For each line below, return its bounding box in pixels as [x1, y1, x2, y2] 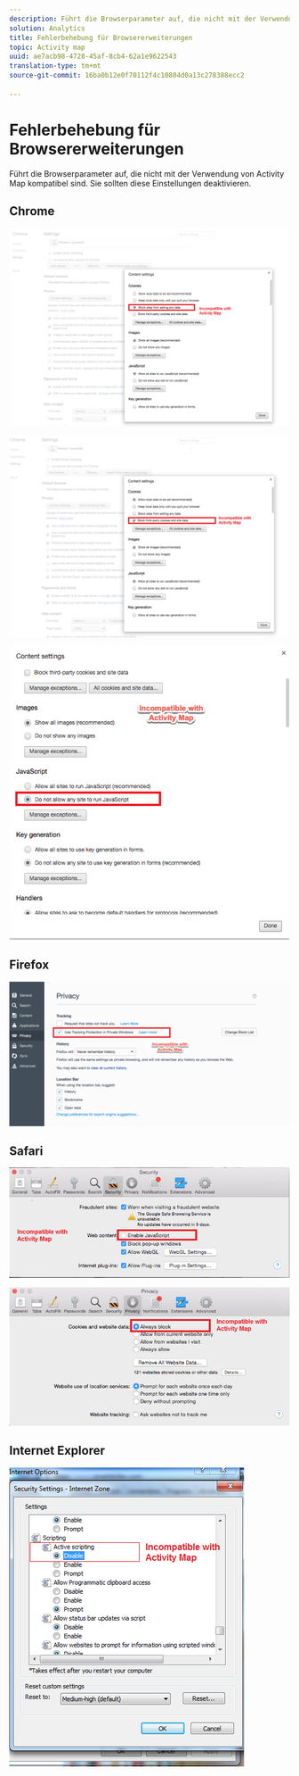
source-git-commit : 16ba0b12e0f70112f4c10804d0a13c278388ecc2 [9, 71, 245, 80]
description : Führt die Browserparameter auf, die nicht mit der [9, 14, 256, 23]
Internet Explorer [9, 1443, 105, 1458]
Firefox [9, 958, 50, 973]
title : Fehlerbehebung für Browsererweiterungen [9, 33, 193, 42]
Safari [9, 1143, 44, 1158]
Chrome [9, 203, 55, 219]
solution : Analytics [9, 23, 86, 33]
